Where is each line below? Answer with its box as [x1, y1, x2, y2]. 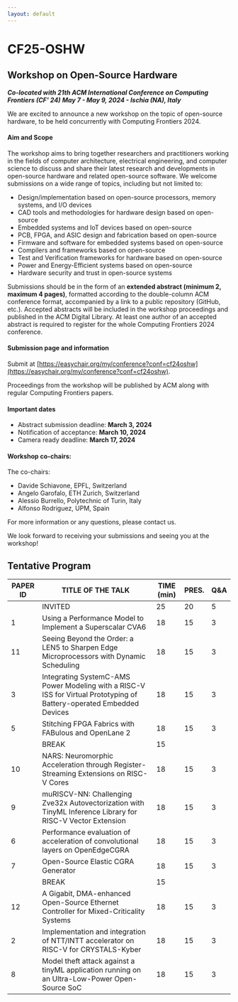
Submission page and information [7, 344, 110, 352]
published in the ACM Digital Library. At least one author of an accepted [7, 312, 217, 320]
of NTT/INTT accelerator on [42, 936, 135, 946]
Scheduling [42, 660, 80, 670]
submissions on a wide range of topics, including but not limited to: [7, 179, 203, 188]
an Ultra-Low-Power [42, 974, 113, 984]
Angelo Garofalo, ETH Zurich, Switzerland [17, 489, 140, 497]
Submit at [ [7, 360, 40, 368]
